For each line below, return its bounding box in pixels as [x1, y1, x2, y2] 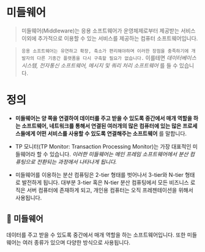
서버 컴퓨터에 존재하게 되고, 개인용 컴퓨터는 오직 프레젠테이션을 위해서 [26, 186, 194, 193]
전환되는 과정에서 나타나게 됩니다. [36, 158, 117, 165]
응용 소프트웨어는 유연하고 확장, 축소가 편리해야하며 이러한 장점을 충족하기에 [21, 48, 189, 54]
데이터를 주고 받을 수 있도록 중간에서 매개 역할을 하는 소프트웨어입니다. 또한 [6, 231, 186, 239]
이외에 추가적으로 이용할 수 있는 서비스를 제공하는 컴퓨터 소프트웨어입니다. [21, 34, 198, 42]
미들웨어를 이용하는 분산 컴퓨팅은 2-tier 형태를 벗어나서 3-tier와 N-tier [15, 171, 184, 178]
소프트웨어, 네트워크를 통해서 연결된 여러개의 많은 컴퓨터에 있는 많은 [21, 122, 182, 129]
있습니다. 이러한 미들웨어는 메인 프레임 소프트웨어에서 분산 [49, 150, 188, 158]
